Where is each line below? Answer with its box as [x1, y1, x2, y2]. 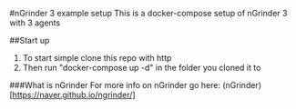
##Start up [9, 35, 50, 45]
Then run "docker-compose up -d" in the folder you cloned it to [22, 63, 261, 73]
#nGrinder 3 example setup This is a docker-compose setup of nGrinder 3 [9, 8, 288, 18]
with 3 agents [9, 17, 61, 28]
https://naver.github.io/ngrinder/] [12, 90, 136, 100]
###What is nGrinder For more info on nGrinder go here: [9, 80, 221, 90]
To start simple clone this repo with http [22, 53, 172, 63]
